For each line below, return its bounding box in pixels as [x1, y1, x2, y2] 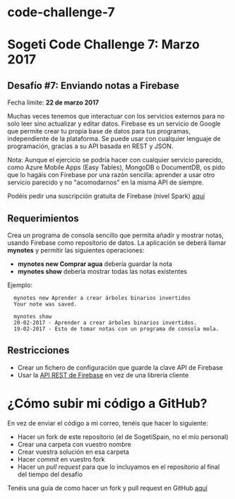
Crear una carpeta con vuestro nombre [17, 440, 132, 448]
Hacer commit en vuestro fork [17, 455, 105, 463]
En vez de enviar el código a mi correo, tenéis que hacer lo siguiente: [7, 419, 208, 427]
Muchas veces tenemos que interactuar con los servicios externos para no [7, 112, 225, 121]
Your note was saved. [13, 301, 78, 308]
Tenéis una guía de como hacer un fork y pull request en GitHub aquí [7, 483, 208, 492]
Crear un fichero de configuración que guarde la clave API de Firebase [17, 363, 224, 371]
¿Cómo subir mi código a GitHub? [7, 396, 207, 411]
